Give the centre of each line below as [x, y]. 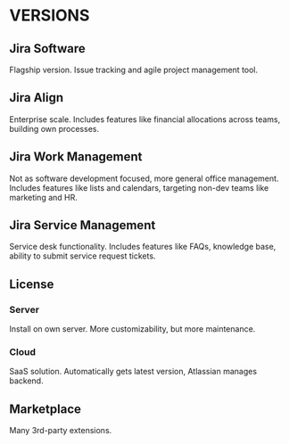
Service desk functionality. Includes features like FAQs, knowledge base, [143, 247]
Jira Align [37, 98]
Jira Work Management [76, 157]
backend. [26, 381]
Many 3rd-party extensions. [61, 431]
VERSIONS [50, 16]
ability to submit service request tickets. [83, 256]
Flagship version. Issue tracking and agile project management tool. [134, 70]
